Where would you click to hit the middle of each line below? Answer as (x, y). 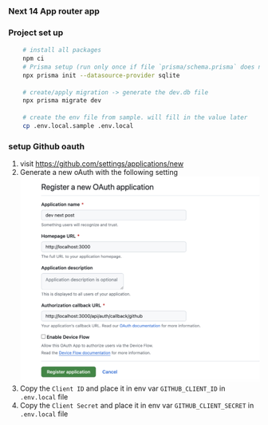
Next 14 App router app (54, 11)
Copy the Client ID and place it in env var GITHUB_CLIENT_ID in (122, 388)
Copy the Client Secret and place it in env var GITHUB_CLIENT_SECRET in (137, 406)
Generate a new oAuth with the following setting (99, 173)
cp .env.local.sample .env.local (78, 126)
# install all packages (62, 50)
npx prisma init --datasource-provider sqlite (101, 75)
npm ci (33, 59)
